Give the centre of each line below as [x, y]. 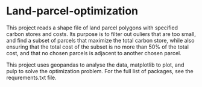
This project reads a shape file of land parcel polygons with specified [92, 28]
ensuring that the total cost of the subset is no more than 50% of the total [97, 47]
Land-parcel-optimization [72, 11]
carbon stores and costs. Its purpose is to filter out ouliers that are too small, [101, 34]
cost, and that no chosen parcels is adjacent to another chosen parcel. [94, 53]
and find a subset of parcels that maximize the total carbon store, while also [100, 40]
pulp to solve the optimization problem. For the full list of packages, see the [100, 71]
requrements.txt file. [31, 77]
